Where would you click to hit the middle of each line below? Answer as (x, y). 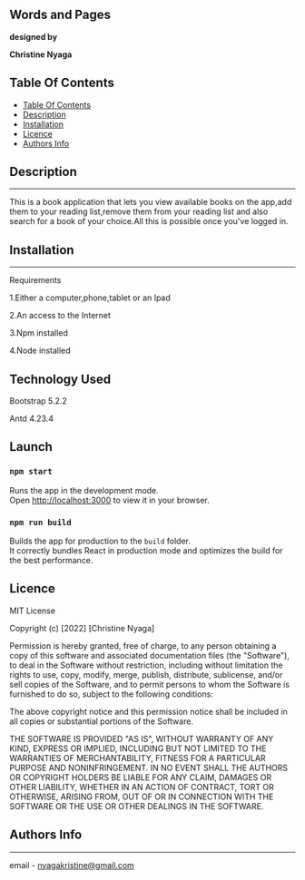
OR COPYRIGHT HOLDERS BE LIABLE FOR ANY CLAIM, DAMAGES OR (141, 777)
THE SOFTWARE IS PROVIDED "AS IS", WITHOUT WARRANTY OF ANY (142, 738)
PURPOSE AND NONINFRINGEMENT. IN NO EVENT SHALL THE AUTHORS (149, 768)
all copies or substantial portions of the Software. (101, 721)
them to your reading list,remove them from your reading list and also (139, 211)
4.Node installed (40, 351)
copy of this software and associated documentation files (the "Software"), (150, 655)
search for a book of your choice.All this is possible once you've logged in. (149, 221)
